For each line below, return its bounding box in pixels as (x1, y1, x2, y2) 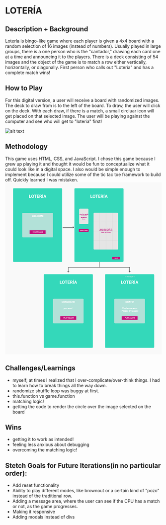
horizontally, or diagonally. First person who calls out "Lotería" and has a (5, 65, 154, 70)
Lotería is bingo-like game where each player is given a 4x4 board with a (5, 38, 155, 44)
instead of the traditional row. (12, 493, 73, 499)
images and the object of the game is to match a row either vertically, (5, 59, 147, 65)
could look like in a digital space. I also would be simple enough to (5, 166, 141, 172)
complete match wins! (5, 70, 51, 76)
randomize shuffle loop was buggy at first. (12, 388, 99, 394)
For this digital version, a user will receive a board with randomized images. (5, 97, 160, 103)
